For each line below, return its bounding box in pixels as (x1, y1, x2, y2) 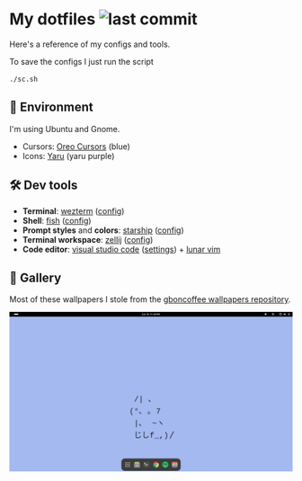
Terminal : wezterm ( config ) (22, 206, 125, 217)
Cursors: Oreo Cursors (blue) (22, 140, 130, 152)
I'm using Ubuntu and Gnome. (9, 123, 120, 134)
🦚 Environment (9, 100, 93, 115)
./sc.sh (9, 75, 39, 84)
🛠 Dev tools (9, 178, 78, 193)
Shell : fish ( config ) (22, 216, 92, 227)
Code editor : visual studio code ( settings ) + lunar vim (22, 244, 221, 255)
